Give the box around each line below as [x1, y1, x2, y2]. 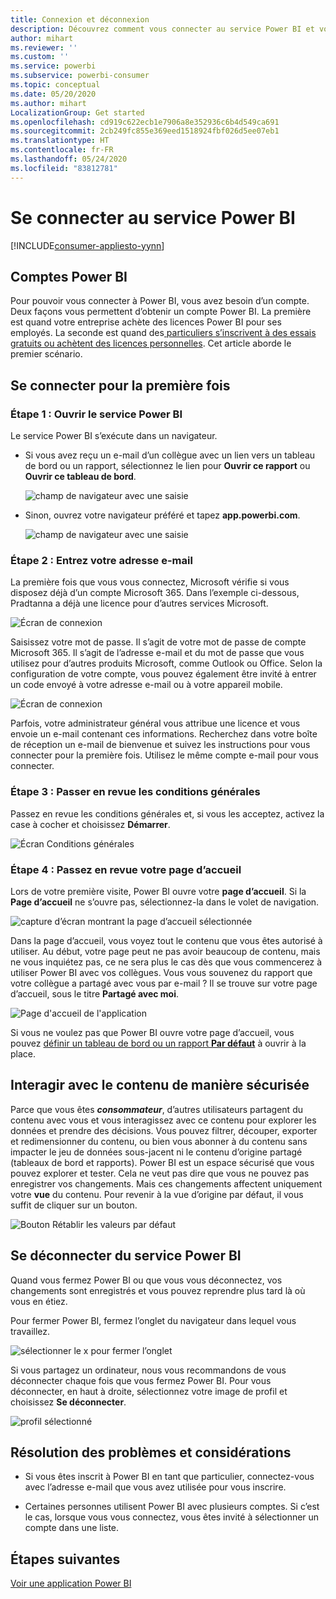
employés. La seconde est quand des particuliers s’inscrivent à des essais [10, 327, 317, 339]
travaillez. [10, 1325, 51, 1337]
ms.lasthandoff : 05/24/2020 [10, 154, 128, 164]
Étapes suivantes [10, 1551, 121, 1568]
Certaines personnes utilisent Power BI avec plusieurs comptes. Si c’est [24, 1501, 320, 1513]
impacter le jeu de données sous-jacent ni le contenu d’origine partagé [10, 1146, 303, 1158]
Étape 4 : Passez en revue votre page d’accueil [10, 862, 242, 876]
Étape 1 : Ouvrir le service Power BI [10, 407, 183, 421]
